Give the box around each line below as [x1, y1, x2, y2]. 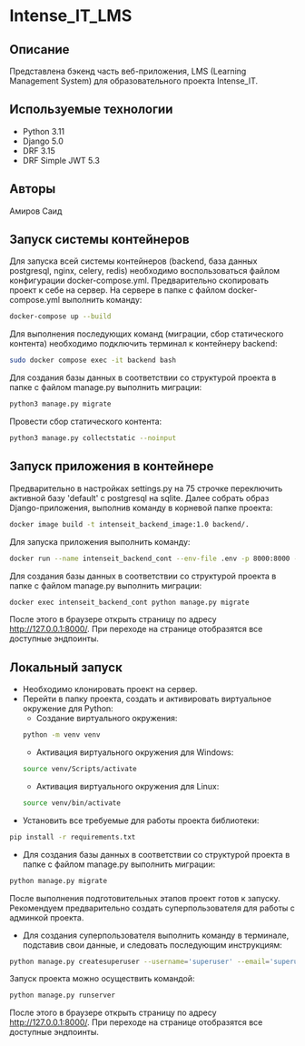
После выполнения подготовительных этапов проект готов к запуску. [9, 892, 281, 903]
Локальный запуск [9, 659, 123, 675]
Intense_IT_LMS [9, 5, 133, 26]
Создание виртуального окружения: [35, 713, 178, 724]
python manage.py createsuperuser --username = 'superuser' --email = [9, 957, 271, 966]
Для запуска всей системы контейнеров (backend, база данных [9, 256, 258, 267]
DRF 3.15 [22, 145, 56, 156]
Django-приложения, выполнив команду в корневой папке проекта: [9, 502, 273, 513]
